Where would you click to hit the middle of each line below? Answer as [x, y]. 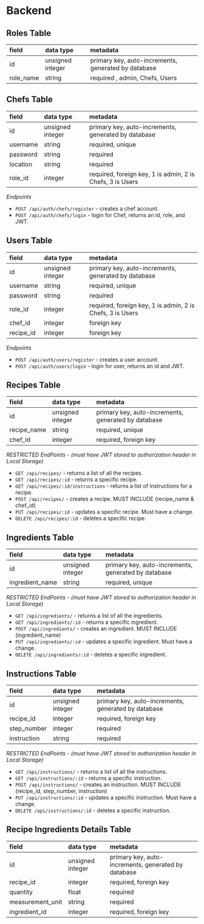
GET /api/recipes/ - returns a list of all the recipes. [79, 473]
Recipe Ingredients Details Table [69, 829]
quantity [21, 892]
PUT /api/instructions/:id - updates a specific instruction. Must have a [106, 797]
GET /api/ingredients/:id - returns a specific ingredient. [87, 622]
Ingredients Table [40, 537]
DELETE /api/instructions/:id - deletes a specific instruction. [93, 811]
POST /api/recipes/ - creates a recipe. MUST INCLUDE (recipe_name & [104, 499]
